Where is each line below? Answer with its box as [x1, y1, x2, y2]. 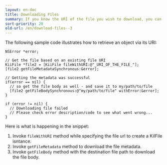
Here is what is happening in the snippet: [5, 123, 89, 130]
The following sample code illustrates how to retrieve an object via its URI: [5, 39, 157, 45]
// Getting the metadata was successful [5, 75, 91, 80]
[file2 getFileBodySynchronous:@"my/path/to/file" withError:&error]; [9, 88, 160, 94]
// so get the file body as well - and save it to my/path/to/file [9, 84, 153, 89]
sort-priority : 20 [5, 21, 43, 26]
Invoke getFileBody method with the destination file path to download [12, 149, 156, 155]
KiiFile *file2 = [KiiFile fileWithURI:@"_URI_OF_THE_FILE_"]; [5, 62, 140, 67]
